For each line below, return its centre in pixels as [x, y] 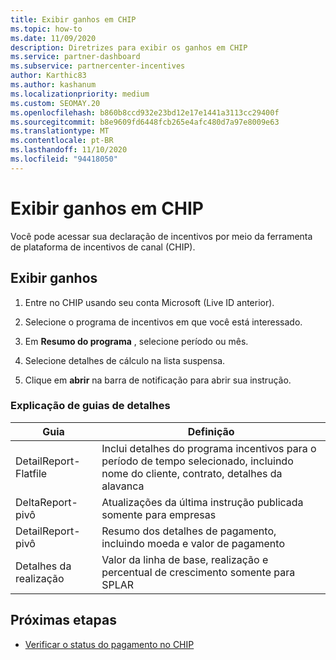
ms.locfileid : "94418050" [64, 159]
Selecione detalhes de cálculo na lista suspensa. [125, 360]
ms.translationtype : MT [60, 131]
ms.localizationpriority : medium [80, 94]
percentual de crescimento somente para [198, 572]
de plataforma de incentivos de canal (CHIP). [103, 247]
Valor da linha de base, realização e [185, 559]
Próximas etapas [63, 620]
